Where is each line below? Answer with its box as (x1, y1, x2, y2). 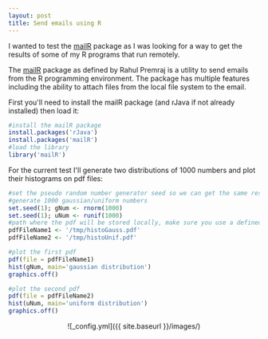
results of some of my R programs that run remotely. (8, 49, 180, 59)
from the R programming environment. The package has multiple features (8, 73, 250, 83)
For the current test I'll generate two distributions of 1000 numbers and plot (8, 165, 256, 175)
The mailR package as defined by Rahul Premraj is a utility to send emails (8, 65, 249, 74)
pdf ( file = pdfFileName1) (8, 255, 94, 263)
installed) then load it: (8, 105, 80, 116)
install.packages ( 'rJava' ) (8, 128, 98, 136)
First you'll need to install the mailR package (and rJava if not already (8, 97, 235, 107)
